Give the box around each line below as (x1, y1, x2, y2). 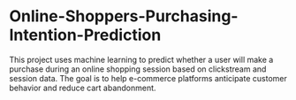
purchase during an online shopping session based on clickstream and (9, 64, 267, 74)
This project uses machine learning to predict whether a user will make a (9, 54, 274, 65)
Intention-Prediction (9, 25, 162, 45)
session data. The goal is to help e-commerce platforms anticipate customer (9, 73, 287, 83)
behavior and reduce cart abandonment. (9, 82, 156, 93)
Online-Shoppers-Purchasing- (9, 6, 239, 27)
